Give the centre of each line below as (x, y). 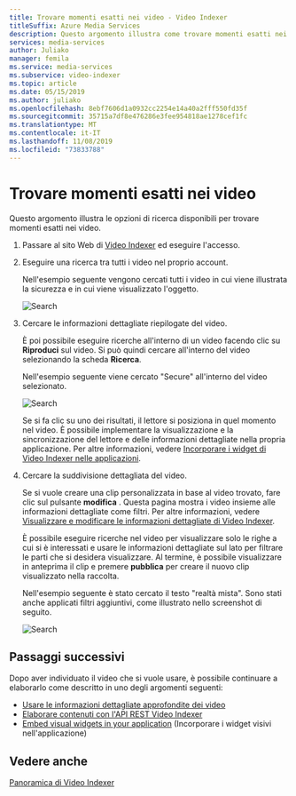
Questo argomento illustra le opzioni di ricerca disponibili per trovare (134, 218)
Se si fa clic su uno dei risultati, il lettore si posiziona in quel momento (149, 420)
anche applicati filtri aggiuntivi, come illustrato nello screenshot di (142, 602)
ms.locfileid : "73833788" (57, 149)
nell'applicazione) (54, 733)
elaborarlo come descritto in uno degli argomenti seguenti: (116, 688)
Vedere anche (49, 761)
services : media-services (57, 42)
